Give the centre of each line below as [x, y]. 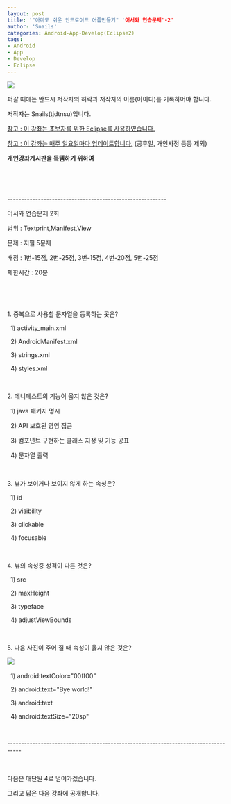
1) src [18, 579]
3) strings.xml [30, 354]
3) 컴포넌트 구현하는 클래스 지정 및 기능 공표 [70, 440]
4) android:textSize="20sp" [50, 716]
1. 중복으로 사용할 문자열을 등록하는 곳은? [63, 314]
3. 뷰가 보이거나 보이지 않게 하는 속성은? [61, 483]
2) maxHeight [30, 593]
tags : [15, 40]
